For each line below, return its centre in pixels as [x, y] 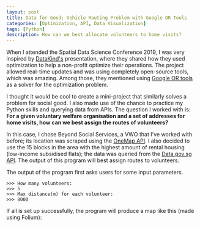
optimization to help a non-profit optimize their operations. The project [95, 65]
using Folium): [24, 217]
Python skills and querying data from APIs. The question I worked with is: [98, 110]
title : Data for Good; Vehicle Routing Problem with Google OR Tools [97, 18]
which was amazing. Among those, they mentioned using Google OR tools [100, 78]
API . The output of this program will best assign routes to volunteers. [93, 160]
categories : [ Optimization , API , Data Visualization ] [76, 23]
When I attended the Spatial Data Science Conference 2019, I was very [95, 52]
